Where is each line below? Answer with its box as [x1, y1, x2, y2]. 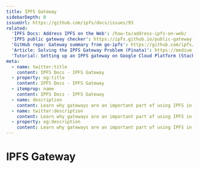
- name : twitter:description [11, 108, 84, 114]
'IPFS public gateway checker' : [11, 36, 92, 42]
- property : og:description [11, 119, 81, 125]
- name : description [11, 97, 62, 103]
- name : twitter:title [11, 63, 68, 70]
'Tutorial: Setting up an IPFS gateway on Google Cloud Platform [11, 53, 176, 59]
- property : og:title [11, 75, 65, 81]
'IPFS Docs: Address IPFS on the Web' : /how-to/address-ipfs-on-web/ [11, 31, 187, 37]
